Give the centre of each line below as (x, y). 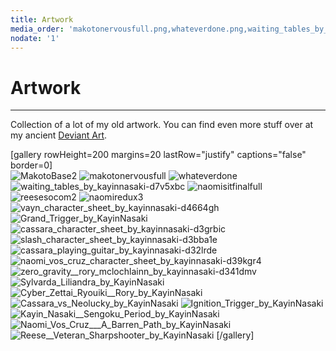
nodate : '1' (35, 38)
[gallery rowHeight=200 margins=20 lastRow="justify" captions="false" (158, 155)
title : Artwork (42, 19)
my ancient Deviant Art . (59, 135)
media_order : (37, 29)
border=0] (31, 165)
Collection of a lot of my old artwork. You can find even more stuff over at (162, 125)
